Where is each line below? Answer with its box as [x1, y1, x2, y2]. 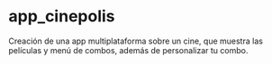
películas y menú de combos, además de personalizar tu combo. [8, 44, 249, 55]
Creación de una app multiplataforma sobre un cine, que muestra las [8, 36, 263, 46]
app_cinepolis [8, 6, 115, 27]
